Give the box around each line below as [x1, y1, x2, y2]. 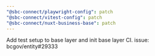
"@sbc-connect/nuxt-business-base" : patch [6, 20, 116, 26]
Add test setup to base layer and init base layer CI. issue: [6, 37, 150, 44]
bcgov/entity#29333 [6, 43, 58, 50]
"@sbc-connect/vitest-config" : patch [6, 14, 103, 20]
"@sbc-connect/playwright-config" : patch [6, 8, 114, 15]
